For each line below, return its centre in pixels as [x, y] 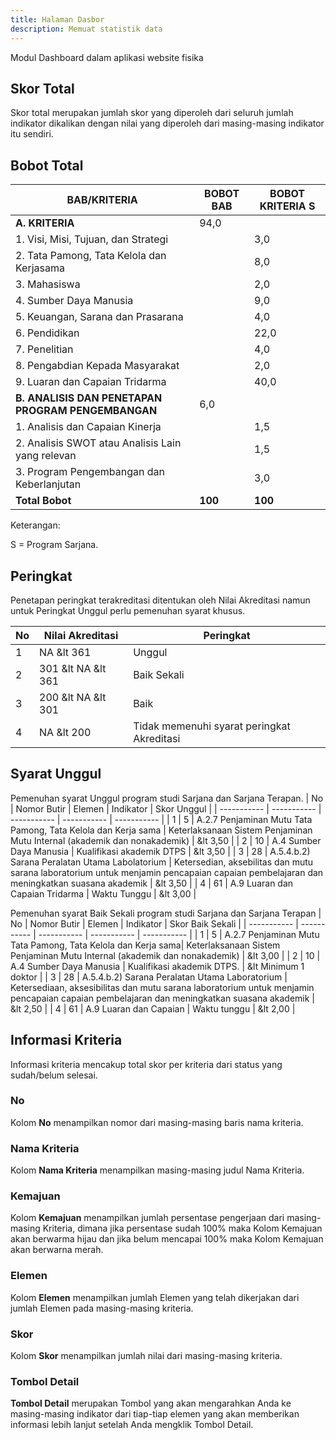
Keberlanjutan [48, 484]
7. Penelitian [44, 349]
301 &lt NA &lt [73, 668]
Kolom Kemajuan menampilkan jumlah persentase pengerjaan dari [147, 1218]
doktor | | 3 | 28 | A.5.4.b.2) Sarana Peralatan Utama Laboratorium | [149, 977]
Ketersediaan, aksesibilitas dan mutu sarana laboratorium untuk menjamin [162, 987]
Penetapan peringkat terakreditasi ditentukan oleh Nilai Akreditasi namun [160, 600]
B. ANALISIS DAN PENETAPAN [89, 398]
